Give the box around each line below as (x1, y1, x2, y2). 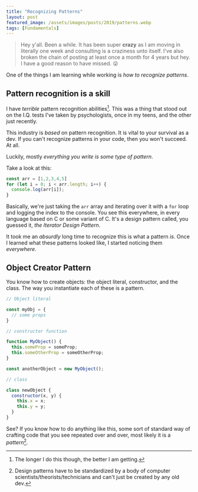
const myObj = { (6, 306, 46, 312)
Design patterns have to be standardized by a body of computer (14, 467, 171, 474)
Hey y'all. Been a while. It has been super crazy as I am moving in (20, 41, 181, 48)
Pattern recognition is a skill (6, 88, 111, 98)
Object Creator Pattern (6, 263, 91, 273)
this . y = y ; (16, 404, 46, 410)
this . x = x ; (16, 398, 46, 404)
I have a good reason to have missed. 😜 (20, 60, 119, 67)
